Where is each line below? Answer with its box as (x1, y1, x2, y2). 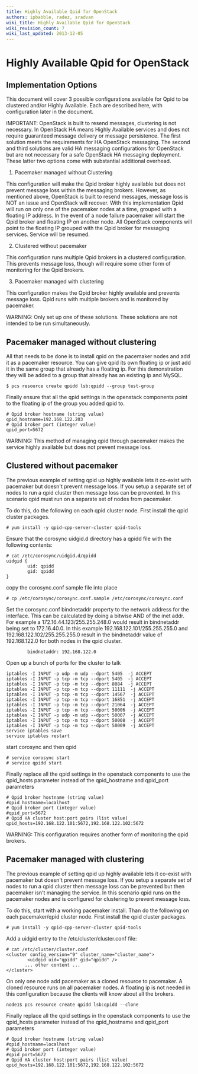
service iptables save (6, 728, 62, 734)
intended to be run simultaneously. (6, 320, 90, 327)
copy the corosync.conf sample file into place (6, 584, 118, 591)
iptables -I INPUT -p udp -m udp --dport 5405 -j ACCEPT (6, 671, 152, 677)
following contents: (6, 541, 53, 549)
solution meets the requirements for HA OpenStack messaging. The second (6, 139, 190, 146)
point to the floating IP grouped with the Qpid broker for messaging (6, 225, 170, 232)
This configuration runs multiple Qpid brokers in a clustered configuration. (6, 254, 187, 261)
